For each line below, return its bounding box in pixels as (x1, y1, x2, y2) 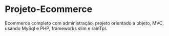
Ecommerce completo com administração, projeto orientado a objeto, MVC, (5, 20, 164, 26)
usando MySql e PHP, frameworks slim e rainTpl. (5, 25, 108, 31)
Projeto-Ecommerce (5, 3, 93, 15)
